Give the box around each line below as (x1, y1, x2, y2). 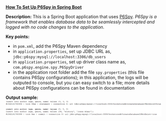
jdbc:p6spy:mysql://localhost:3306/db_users (12, 55, 106, 60)
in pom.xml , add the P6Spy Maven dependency (12, 43, 108, 49)
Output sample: (5, 94, 39, 100)
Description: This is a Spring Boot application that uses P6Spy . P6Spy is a (5, 14, 157, 19)
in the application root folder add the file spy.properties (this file (12, 69, 145, 75)
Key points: (5, 34, 30, 39)
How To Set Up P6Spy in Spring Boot (5, 4, 82, 10)
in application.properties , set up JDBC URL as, (12, 49, 112, 54)
